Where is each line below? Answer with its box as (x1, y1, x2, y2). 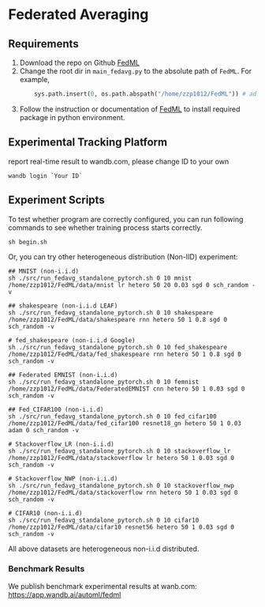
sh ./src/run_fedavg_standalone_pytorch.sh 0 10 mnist (8, 274, 192, 282)
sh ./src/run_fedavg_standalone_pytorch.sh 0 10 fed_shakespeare (8, 343, 227, 351)
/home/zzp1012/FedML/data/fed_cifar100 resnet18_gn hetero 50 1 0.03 (8, 419, 242, 428)
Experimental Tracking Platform (8, 136, 168, 149)
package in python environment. (19, 112, 125, 122)
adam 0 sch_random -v (8, 426, 80, 434)
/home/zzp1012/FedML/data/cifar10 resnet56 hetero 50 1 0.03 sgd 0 (8, 523, 235, 531)
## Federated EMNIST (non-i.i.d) (8, 371, 118, 379)
